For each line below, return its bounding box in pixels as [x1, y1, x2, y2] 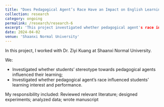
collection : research [5, 12, 49, 17]
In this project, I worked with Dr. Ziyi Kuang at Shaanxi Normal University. [5, 47, 152, 53]
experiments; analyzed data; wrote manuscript [5, 96, 99, 102]
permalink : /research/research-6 [5, 20, 73, 26]
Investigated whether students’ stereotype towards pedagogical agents [12, 66, 156, 72]
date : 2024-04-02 [5, 30, 41, 35]
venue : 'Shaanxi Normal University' [5, 35, 80, 39]
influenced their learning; [12, 71, 63, 77]
